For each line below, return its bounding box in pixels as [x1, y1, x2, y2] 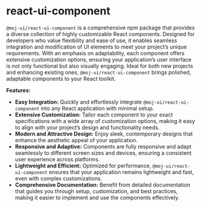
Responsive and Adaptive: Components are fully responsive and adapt [14, 143, 192, 150]
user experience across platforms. [14, 155, 100, 163]
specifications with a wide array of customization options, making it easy [14, 117, 196, 124]
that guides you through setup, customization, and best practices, [14, 187, 178, 194]
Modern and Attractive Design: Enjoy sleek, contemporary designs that [14, 130, 193, 137]
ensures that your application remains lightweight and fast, [49, 168, 194, 175]
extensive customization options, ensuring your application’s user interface [6, 56, 192, 63]
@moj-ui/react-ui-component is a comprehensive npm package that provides [6, 24, 195, 31]
